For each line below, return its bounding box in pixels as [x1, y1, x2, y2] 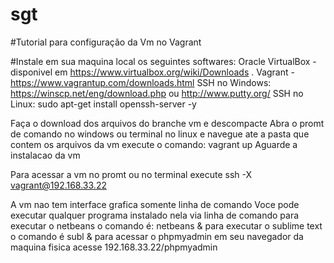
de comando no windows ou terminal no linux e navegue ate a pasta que [10, 128, 310, 140]
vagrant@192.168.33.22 [10, 179, 107, 191]
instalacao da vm [10, 149, 81, 161]
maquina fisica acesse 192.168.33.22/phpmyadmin [10, 241, 218, 253]
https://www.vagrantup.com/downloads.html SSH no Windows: [10, 76, 272, 88]
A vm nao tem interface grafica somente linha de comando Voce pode [10, 198, 300, 210]
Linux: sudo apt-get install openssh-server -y [10, 98, 197, 110]
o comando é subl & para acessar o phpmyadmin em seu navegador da [10, 230, 304, 242]
